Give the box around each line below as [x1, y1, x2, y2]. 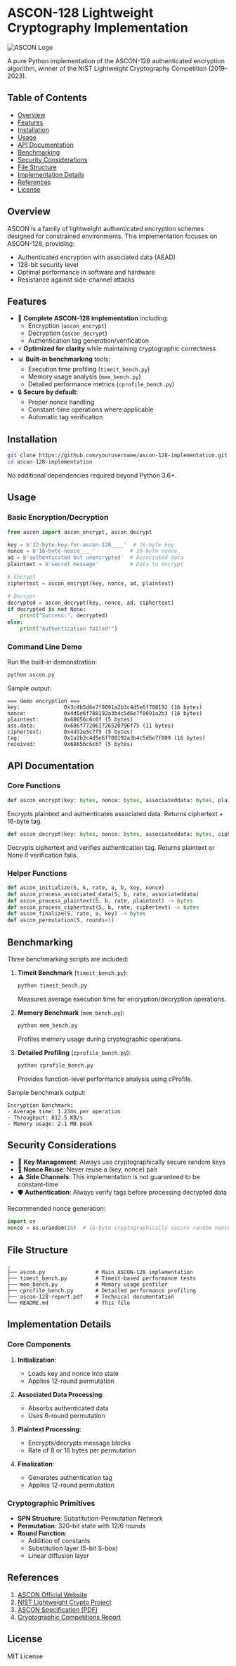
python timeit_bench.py [17, 982, 88, 989]
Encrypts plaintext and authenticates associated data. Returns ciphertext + [7, 809, 223, 818]
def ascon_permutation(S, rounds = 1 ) [7, 917, 114, 924]
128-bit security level [17, 260, 79, 268]
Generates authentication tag [27, 1473, 112, 1481]
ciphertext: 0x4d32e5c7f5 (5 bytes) [7, 728, 133, 735]
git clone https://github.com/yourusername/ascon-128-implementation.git [7, 452, 228, 459]
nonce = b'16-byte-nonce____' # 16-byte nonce [7, 548, 178, 555]
